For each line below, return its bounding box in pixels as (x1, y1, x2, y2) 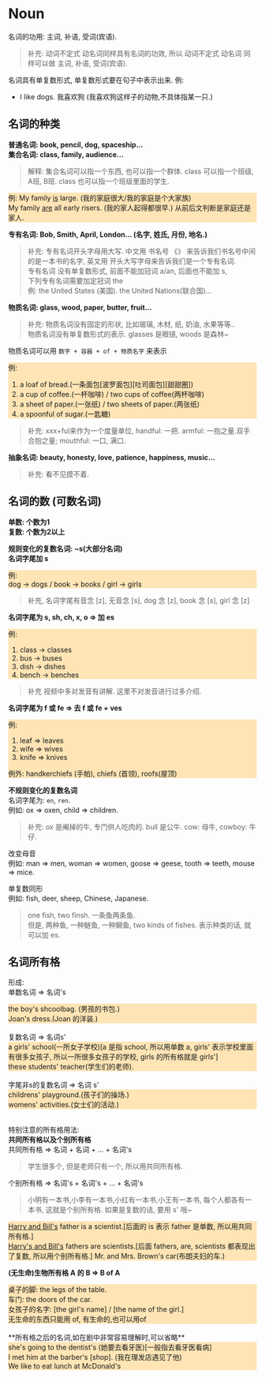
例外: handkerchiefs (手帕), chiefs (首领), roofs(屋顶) (8, 769, 177, 778)
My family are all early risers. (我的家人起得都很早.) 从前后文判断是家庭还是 (8, 203, 251, 212)
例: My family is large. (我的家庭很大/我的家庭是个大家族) (8, 193, 192, 202)
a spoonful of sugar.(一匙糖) (19, 409, 111, 418)
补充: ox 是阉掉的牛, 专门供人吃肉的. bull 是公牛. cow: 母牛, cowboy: (27, 822, 248, 831)
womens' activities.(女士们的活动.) (8, 1100, 120, 1110)
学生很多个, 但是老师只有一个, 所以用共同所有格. (27, 1162, 183, 1171)
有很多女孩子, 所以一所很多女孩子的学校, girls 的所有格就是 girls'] (8, 1052, 218, 1062)
